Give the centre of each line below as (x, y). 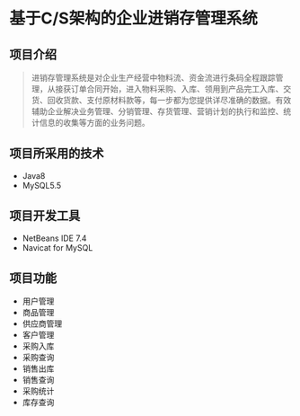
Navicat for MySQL (57, 247)
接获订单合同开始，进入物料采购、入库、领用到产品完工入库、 (169, 89)
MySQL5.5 (42, 185)
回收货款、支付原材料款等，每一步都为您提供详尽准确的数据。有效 (169, 100)
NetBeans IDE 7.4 (54, 238)
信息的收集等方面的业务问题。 (94, 123)
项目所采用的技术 (57, 154)
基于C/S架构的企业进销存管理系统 (133, 18)
